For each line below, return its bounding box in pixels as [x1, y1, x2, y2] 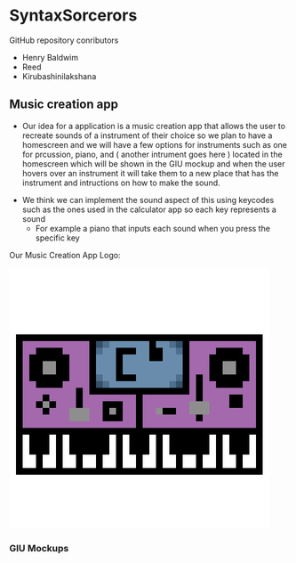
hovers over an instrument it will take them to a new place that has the [21, 167, 279, 178]
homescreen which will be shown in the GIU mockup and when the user [21, 158, 285, 169]
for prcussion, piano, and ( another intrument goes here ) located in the [21, 149, 283, 159]
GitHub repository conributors [9, 35, 119, 45]
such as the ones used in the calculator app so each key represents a [21, 204, 277, 215]
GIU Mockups [9, 542, 69, 554]
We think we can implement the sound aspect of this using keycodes [21, 194, 275, 205]
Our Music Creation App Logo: [9, 249, 121, 260]
